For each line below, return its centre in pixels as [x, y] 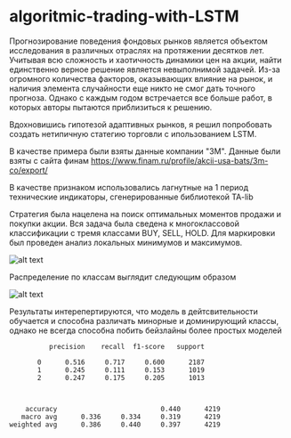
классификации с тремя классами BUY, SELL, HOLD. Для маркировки [142, 232]
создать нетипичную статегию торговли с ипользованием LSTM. [133, 134]
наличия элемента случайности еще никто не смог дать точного [133, 88]
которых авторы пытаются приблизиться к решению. [111, 107]
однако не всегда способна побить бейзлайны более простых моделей [145, 330]
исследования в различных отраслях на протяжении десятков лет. [137, 50]
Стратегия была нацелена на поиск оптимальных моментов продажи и [145, 214]
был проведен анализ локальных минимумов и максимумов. [126, 242]
